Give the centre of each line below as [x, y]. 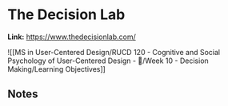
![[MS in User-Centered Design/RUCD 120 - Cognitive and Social [114, 52]
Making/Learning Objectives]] [56, 69]
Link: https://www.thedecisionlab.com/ [72, 37]
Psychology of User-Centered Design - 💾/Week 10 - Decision [108, 61]
